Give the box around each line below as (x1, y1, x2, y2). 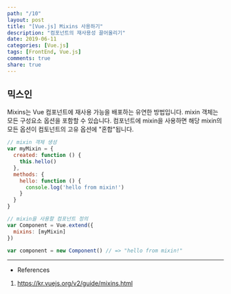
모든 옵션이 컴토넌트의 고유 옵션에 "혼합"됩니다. (7, 125, 134, 134)
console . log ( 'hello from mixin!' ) (25, 184, 125, 191)
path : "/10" (7, 10, 41, 17)
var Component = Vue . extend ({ (7, 222, 94, 229)
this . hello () (19, 158, 57, 165)
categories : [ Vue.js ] (7, 42, 69, 49)
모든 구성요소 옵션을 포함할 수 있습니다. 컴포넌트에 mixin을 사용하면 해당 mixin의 (7, 116, 222, 125)
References (16, 266, 50, 274)
